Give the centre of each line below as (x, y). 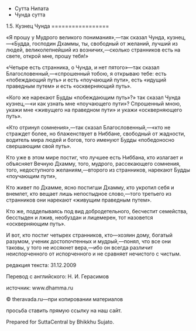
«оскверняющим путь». (36, 224)
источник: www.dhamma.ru (40, 288)
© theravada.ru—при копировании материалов (65, 299)
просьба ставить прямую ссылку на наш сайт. (64, 310)
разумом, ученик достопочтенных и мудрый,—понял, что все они (89, 241)
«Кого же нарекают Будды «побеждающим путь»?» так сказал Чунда (93, 97)
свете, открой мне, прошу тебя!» (47, 56)
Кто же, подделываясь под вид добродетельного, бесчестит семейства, (97, 211)
